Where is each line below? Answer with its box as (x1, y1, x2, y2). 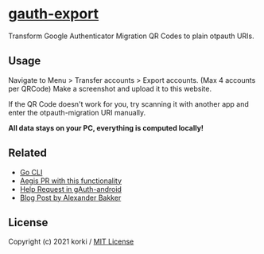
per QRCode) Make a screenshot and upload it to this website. (8, 84, 212, 93)
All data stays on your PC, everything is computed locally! (8, 123, 204, 132)
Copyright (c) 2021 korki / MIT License (8, 236, 134, 247)
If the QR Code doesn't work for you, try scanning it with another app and (8, 99, 249, 108)
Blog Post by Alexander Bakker (19, 193, 122, 202)
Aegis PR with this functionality (19, 176, 122, 186)
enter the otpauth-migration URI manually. (8, 107, 146, 117)
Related (8, 147, 48, 160)
